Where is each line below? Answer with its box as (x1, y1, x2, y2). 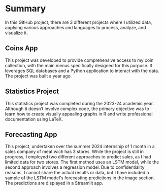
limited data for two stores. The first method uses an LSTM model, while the (5, 159, 159, 165)
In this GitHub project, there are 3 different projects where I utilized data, (5, 19, 152, 25)
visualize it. (5, 30, 28, 36)
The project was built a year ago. (5, 73, 72, 79)
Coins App (5, 44, 38, 52)
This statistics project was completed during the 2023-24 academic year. (5, 100, 154, 106)
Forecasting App (5, 130, 58, 139)
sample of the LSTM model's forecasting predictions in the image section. (5, 175, 155, 181)
